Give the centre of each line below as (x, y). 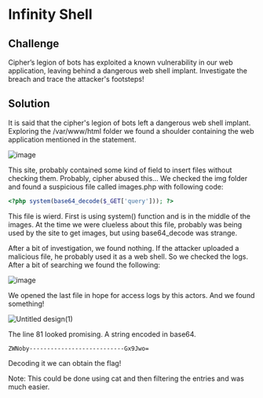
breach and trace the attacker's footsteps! (76, 79)
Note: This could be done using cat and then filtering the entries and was (126, 378)
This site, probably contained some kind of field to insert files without (120, 170)
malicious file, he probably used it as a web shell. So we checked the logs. (128, 256)
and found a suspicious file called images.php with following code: (116, 186)
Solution (29, 104)
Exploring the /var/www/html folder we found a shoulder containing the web (131, 131)
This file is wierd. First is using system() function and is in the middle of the (130, 216)
